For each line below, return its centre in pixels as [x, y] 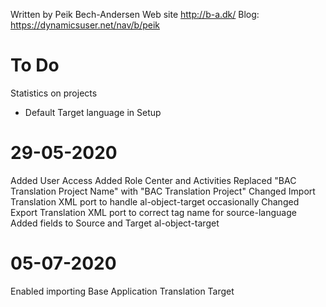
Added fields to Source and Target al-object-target [115, 223]
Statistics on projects [54, 93]
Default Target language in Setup [93, 112]
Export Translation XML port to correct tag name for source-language [153, 212]
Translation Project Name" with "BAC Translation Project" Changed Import [163, 191]
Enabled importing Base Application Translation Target [122, 291]
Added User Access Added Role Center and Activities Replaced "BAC [153, 180]
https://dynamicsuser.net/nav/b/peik [85, 25]
